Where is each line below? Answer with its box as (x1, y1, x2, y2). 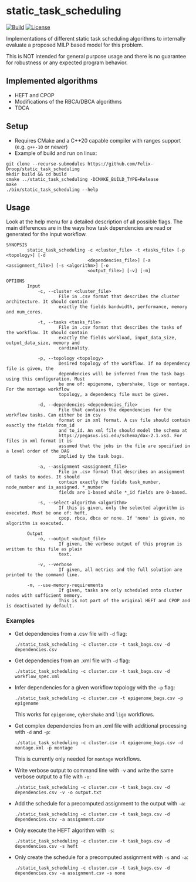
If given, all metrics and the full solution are (58, 567, 183, 573)
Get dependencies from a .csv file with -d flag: (14, 630, 127, 637)
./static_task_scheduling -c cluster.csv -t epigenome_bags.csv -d (14, 739, 183, 746)
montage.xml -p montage (14, 745, 73, 751)
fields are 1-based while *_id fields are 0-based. (58, 490, 188, 495)
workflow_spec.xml (14, 673, 60, 679)
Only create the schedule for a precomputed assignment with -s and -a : (14, 853, 189, 861)
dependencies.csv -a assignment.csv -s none (14, 870, 126, 876)
